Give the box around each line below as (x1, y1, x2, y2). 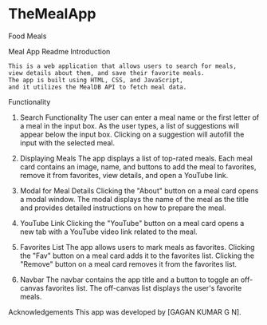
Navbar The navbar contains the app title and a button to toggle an (19, 275, 239, 284)
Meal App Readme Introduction (8, 46, 111, 56)
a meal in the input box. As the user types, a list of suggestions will (19, 121, 239, 130)
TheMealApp (8, 5, 96, 23)
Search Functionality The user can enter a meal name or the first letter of (19, 113, 260, 122)
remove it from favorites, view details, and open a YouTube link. (19, 170, 229, 180)
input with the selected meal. (19, 137, 116, 148)
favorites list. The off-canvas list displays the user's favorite (45, 283, 242, 292)
